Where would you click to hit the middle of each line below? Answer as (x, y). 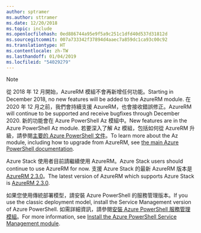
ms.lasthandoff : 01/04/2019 (41, 56)
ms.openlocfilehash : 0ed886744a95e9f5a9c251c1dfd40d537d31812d (87, 34)
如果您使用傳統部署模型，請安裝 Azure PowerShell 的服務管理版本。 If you (97, 195)
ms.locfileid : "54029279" (38, 62)
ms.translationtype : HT (36, 46)
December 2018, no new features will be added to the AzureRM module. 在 (98, 99)
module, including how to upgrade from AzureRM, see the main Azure (92, 142)
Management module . (33, 223)
